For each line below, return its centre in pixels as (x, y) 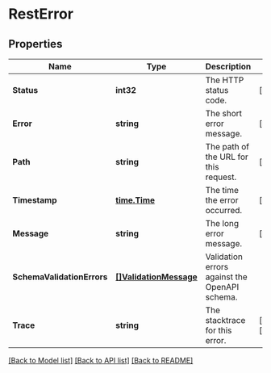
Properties (35, 44)
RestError (41, 14)
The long (222, 223)
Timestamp (35, 200)
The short (224, 113)
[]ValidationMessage (156, 277)
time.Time (135, 200)
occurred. (224, 210)
